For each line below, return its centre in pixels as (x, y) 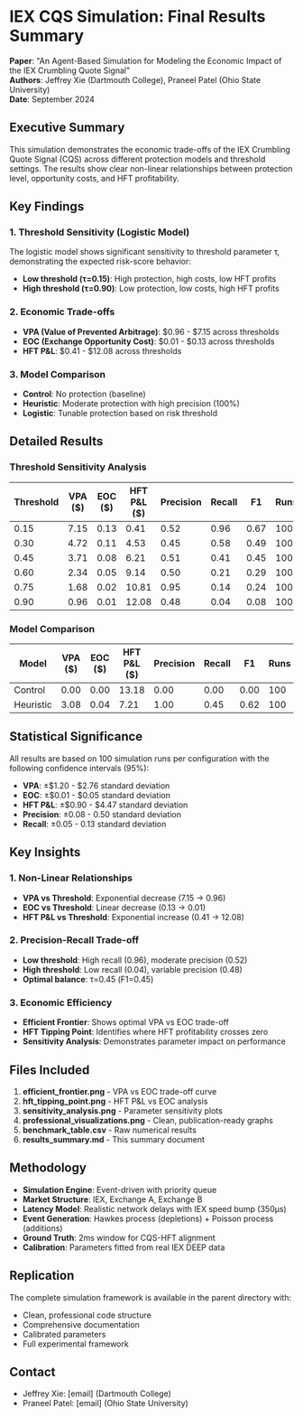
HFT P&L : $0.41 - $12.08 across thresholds (102, 350)
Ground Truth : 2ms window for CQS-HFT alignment (119, 1237)
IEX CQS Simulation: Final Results (138, 17)
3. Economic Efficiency (61, 1002)
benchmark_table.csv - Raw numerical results (109, 1130)
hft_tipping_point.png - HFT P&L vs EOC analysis (115, 1101)
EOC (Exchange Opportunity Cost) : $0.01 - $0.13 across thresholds (148, 341)
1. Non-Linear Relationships (71, 878)
